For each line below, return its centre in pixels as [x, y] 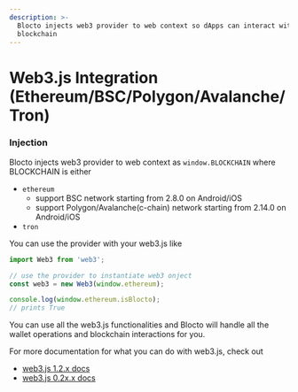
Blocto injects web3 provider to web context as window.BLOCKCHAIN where [143, 162]
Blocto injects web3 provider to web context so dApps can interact [146, 26]
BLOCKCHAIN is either [50, 171]
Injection [29, 142]
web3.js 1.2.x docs [56, 369]
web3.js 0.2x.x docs [59, 378]
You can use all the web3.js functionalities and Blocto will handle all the [139, 325]
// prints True [37, 308]
